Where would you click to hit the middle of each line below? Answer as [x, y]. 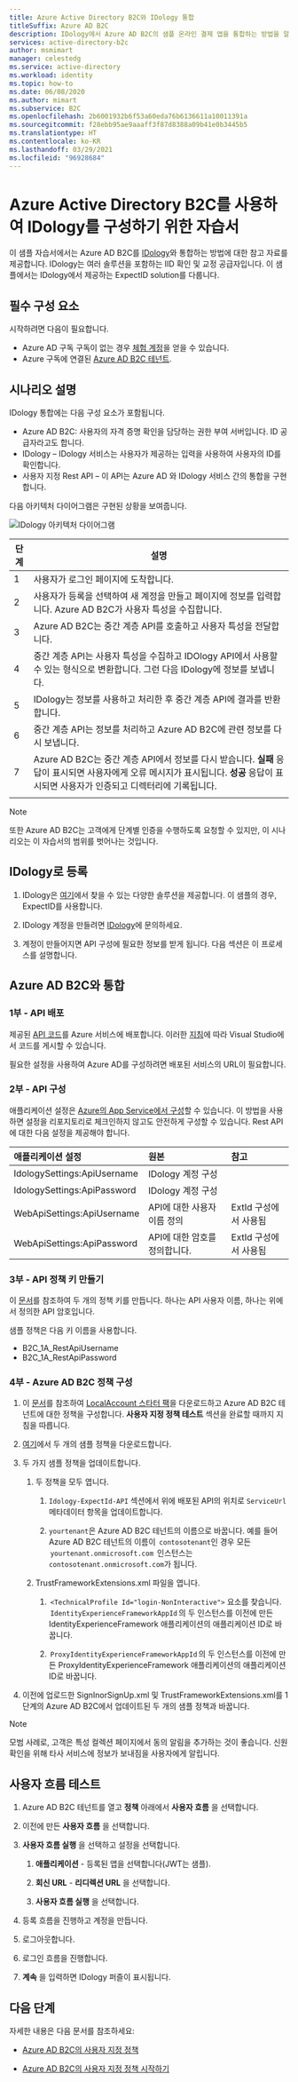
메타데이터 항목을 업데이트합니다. [106, 1512]
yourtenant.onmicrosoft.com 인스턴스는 [122, 1553]
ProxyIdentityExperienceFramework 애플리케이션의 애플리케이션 [172, 1665]
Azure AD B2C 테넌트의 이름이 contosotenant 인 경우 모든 [149, 1542]
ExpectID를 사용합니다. [63, 906]
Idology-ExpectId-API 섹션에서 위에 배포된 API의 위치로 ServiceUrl [167, 1501]
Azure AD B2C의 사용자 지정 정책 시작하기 [96, 2069]
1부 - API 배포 [37, 1013]
